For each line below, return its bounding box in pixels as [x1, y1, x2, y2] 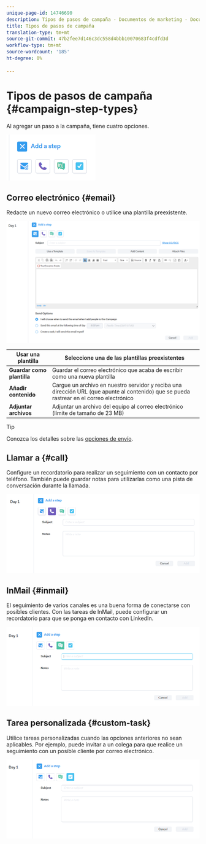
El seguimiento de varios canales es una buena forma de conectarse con [6, 602, 191, 609]
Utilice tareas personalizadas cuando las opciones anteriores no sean [6, 734, 182, 741]
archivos [9, 409, 32, 417]
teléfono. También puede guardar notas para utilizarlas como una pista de [6, 476, 193, 483]
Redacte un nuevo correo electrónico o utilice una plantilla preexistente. [6, 209, 188, 216]
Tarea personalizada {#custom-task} [6, 718, 151, 729]
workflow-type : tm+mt [6, 42, 62, 48]
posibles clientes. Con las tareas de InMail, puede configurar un [6, 608, 167, 616]
